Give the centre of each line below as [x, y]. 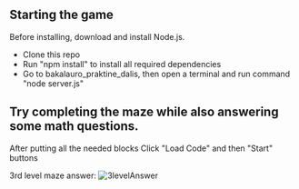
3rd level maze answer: [53, 175]
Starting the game [61, 15]
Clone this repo [51, 55]
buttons [24, 157]
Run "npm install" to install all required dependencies [122, 64]
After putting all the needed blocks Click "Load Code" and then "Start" [141, 148]
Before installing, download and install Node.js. [97, 36]
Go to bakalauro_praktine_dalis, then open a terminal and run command [156, 74]
